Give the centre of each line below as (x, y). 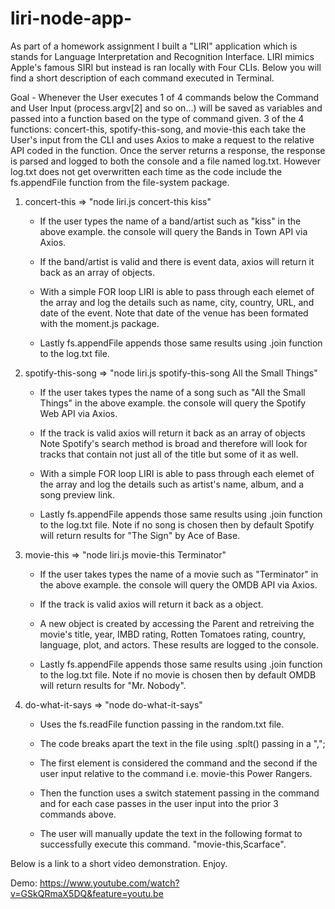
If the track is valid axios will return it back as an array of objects (172, 433)
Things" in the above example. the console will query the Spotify (173, 403)
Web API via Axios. (78, 413)
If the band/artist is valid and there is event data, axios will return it (177, 261)
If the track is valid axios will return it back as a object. (151, 604)
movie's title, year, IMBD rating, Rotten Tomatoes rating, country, (173, 634)
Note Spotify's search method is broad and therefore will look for (173, 443)
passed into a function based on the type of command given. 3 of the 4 (157, 118)
